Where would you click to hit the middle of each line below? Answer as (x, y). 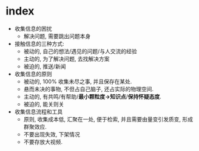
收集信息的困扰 (33, 28)
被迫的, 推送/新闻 (45, 66)
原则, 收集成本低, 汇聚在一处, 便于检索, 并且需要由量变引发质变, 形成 (108, 119)
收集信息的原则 (33, 74)
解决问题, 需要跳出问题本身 (57, 36)
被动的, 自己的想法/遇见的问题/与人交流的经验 (80, 51)
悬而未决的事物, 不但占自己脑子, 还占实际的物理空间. (89, 89)
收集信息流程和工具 (39, 111)
